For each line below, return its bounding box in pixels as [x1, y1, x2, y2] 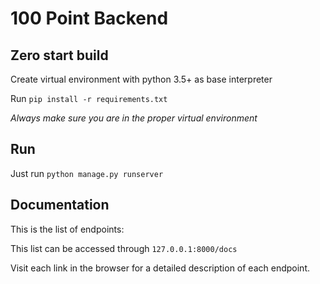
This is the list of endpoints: [10, 223, 125, 235]
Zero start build [10, 47, 109, 64]
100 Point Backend [10, 7, 169, 30]
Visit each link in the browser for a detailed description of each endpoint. [10, 262, 310, 274]
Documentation [10, 197, 110, 214]
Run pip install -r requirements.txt [10, 93, 168, 104]
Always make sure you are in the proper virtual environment [10, 112, 258, 124]
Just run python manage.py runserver [10, 167, 164, 179]
